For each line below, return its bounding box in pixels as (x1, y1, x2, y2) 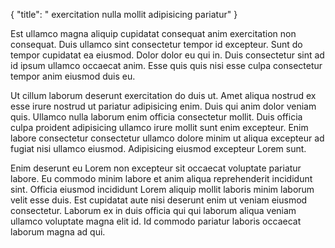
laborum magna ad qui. (10, 226, 106, 238)
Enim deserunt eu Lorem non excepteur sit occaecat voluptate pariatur (10, 162, 302, 174)
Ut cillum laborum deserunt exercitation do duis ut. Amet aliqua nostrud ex (10, 90, 317, 101)
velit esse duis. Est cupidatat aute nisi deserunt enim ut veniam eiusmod (10, 194, 308, 206)
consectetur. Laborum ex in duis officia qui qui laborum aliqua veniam (10, 205, 297, 216)
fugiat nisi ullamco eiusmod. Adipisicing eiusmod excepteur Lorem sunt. (10, 143, 307, 154)
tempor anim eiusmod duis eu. (10, 70, 136, 82)
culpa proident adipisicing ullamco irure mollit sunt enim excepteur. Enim (10, 122, 309, 133)
